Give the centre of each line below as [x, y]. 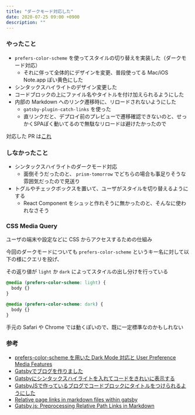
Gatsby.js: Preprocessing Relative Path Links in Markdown [85, 406]
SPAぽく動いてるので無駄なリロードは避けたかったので [100, 124]
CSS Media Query [32, 226]
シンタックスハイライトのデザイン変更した [66, 87]
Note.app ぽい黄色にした [53, 80]
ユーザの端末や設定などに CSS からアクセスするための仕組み [79, 239]
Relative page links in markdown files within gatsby [76, 399]
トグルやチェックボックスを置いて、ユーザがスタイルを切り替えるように [101, 188]
